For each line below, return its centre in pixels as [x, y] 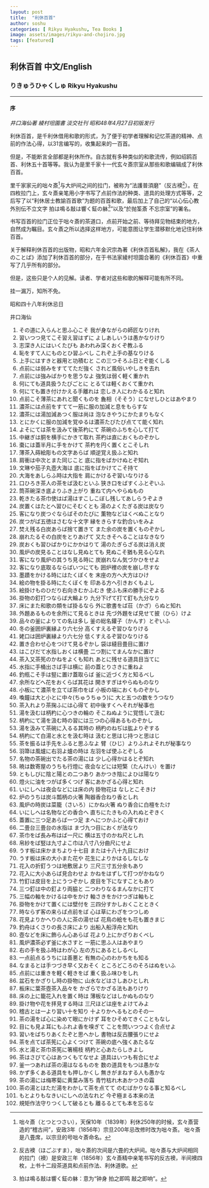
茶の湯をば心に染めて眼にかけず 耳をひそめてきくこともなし [94, 1019]
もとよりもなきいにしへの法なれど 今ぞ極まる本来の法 [86, 1096]
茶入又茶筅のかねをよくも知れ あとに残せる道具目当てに [89, 660]
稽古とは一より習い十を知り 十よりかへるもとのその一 [86, 1012]
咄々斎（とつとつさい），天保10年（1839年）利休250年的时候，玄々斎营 [109, 1122]
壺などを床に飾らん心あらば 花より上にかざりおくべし [86, 935]
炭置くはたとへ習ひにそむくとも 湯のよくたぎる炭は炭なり [92, 506]
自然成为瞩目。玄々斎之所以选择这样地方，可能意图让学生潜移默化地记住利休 [106, 229]
